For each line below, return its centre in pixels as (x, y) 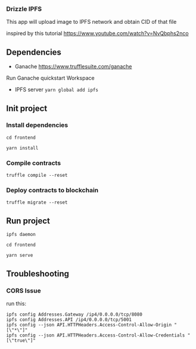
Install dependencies (37, 125)
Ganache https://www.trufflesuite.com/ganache (73, 67)
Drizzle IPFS (24, 9)
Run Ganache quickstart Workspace (50, 78)
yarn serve (20, 255)
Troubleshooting (38, 274)
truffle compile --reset (37, 175)
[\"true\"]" (21, 340)
